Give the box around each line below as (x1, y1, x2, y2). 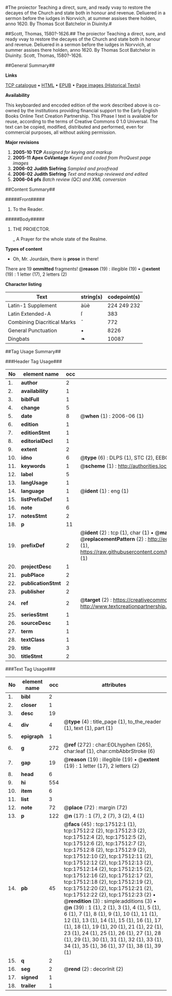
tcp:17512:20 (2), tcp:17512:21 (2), (63, 885, 153, 891)
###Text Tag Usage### (5, 666, 56, 672)
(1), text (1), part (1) (63, 725, 114, 731)
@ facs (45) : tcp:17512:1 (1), (63, 821, 137, 827)
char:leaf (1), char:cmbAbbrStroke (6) (63, 748, 155, 755)
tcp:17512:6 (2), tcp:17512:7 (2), (63, 840, 146, 847)
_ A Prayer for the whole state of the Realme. (12, 236, 107, 242)
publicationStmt (21, 580, 61, 586)
